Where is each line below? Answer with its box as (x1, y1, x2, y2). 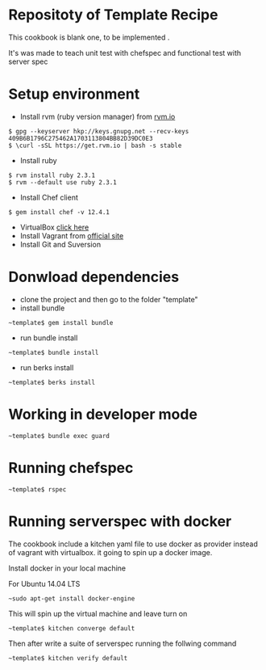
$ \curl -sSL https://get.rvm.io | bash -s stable (8, 141, 182, 150)
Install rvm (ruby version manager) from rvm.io (19, 112, 176, 121)
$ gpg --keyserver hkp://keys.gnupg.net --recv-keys (8, 127, 189, 135)
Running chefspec (8, 458, 134, 477)
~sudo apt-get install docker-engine (8, 594, 135, 603)
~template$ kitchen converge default (8, 624, 135, 632)
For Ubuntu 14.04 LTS (8, 579, 81, 588)
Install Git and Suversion (19, 239, 102, 249)
